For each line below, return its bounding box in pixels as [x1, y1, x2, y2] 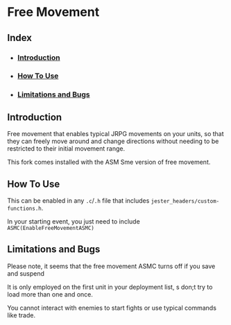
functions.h [7, 205, 42, 212]
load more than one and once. [7, 290, 94, 299]
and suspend [7, 269, 45, 278]
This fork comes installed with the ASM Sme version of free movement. [7, 158, 211, 167]
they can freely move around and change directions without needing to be [7, 137, 219, 146]
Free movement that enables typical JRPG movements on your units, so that [7, 130, 224, 138]
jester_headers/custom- [151, 197, 220, 205]
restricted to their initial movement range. [7, 144, 126, 153]
